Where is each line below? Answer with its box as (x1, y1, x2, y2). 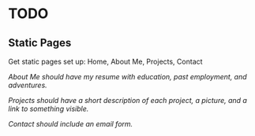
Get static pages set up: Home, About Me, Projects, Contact (8, 57, 203, 66)
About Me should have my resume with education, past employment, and (8, 72, 247, 81)
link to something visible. (8, 104, 89, 113)
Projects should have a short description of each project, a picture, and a (8, 96, 247, 105)
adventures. (8, 80, 47, 90)
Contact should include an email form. (8, 119, 133, 128)
